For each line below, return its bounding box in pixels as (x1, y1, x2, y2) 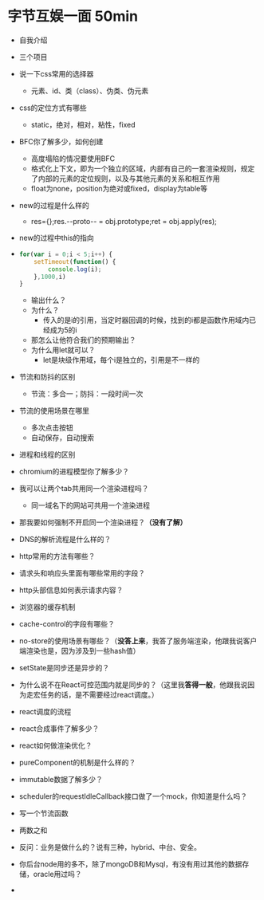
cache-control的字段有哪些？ (18, 619, 115, 629)
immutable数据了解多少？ (18, 775, 103, 784)
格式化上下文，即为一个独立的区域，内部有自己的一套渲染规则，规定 (30, 163, 255, 173)
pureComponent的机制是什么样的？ (18, 758, 136, 768)
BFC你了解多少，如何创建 (18, 136, 104, 146)
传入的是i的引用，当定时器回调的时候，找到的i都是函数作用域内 (42, 316, 250, 325)
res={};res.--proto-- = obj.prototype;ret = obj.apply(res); (30, 216, 217, 226)
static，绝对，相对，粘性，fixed (30, 120, 136, 129)
